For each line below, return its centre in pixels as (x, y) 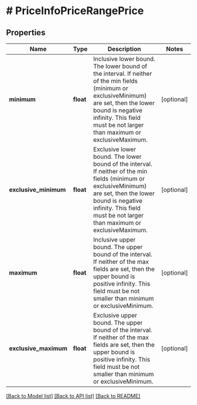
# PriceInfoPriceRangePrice (75, 11)
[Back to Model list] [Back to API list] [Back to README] (73, 396)
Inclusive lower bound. (124, 59)
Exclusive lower (115, 149)
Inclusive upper (114, 240)
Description (124, 49)
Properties (26, 33)
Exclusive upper (115, 315)
